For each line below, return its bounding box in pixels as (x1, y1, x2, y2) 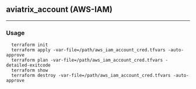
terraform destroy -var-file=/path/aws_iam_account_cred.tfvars (11, 73, 171, 79)
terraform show (11, 67, 48, 73)
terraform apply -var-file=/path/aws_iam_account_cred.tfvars (11, 47, 166, 53)
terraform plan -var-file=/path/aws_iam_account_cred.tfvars (11, 58, 163, 63)
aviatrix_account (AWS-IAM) (6, 5, 113, 15)
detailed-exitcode (6, 62, 51, 69)
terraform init (11, 42, 48, 48)
